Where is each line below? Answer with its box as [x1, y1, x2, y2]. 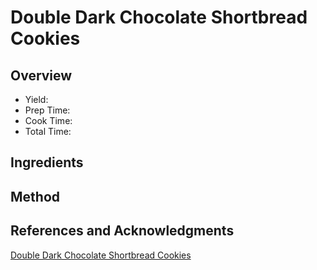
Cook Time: [24, 115, 73, 126]
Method [10, 188, 61, 205]
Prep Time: [24, 104, 71, 116]
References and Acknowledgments [10, 222, 235, 240]
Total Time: [24, 126, 72, 137]
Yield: [24, 94, 49, 105]
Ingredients [10, 154, 84, 171]
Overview [10, 67, 73, 84]
